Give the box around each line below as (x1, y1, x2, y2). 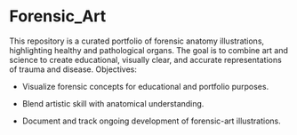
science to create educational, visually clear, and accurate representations (9, 54, 282, 65)
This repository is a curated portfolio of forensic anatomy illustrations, (9, 36, 265, 46)
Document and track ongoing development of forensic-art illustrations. (21, 115, 282, 126)
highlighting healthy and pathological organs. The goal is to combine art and (9, 44, 289, 55)
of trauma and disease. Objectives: (9, 64, 138, 75)
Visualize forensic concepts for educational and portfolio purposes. (21, 81, 269, 91)
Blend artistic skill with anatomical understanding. (21, 98, 205, 108)
